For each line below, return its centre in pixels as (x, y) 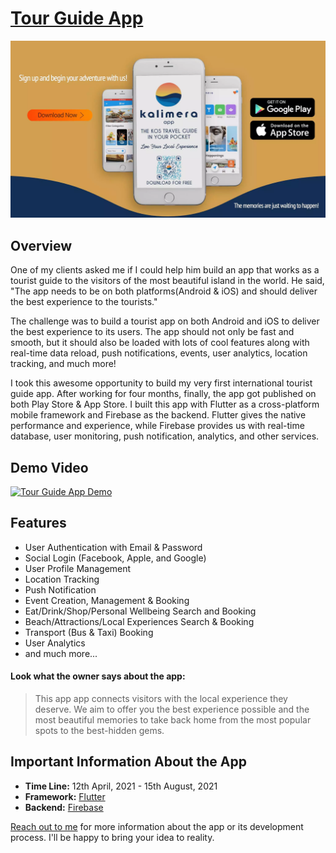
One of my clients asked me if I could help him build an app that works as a (165, 270)
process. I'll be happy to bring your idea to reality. (112, 837)
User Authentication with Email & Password (113, 547)
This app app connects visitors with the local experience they (161, 699)
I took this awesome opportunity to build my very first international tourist (161, 383)
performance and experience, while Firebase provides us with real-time (157, 426)
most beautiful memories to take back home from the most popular (173, 720)
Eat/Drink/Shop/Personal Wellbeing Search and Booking (140, 611)
